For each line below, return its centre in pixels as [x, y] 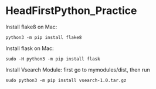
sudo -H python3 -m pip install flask [53, 59]
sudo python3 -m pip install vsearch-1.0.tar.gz [66, 80]
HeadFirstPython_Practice [71, 11]
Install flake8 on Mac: [31, 27]
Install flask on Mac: [30, 48]
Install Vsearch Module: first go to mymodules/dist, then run [78, 70]
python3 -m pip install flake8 [44, 37]
